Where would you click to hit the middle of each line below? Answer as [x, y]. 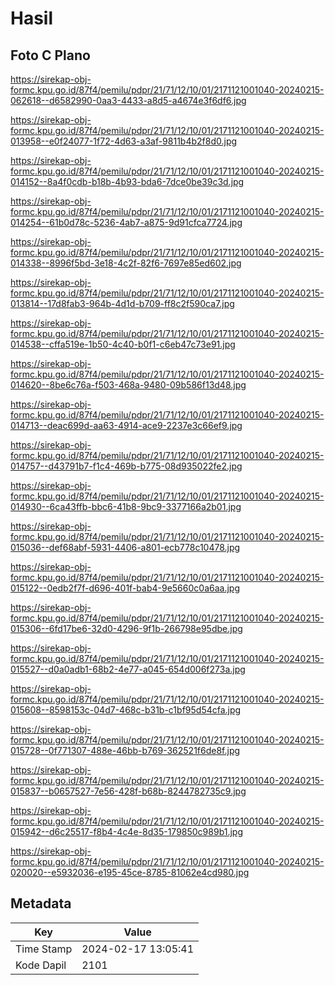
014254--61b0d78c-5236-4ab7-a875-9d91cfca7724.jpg [126, 222]
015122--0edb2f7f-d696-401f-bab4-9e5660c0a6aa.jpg [125, 588]
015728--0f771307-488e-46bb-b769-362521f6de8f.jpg [125, 750]
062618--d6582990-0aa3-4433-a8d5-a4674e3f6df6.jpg [128, 100]
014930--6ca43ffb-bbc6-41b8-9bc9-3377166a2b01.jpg [126, 506]
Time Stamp [44, 949]
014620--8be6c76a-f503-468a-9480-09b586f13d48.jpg [128, 385]
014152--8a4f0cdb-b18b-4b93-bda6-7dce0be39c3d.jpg [127, 181]
